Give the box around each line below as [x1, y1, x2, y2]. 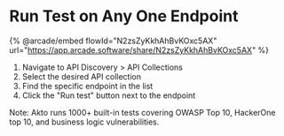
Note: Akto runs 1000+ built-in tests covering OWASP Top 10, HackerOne [9, 107, 277, 117]
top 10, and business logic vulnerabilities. [9, 117, 160, 127]
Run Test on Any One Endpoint [9, 6, 239, 26]
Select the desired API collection [21, 71, 142, 81]
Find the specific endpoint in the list [21, 80, 154, 91]
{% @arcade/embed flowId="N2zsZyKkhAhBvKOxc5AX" [9, 35, 217, 46]
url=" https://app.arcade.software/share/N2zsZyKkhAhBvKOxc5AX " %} [9, 44, 269, 55]
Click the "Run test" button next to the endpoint [21, 90, 196, 101]
